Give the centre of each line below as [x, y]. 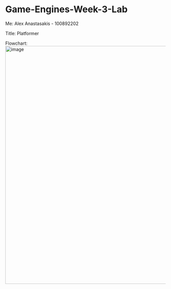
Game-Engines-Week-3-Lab [67, 9]
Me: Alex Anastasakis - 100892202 [42, 23]
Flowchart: [17, 43]
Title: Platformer [22, 33]
